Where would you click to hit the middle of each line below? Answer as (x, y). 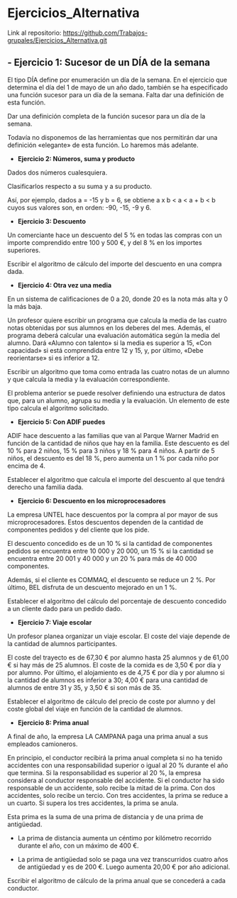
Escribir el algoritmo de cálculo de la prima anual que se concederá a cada (116, 880)
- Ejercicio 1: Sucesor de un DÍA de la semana (109, 63)
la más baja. (25, 306)
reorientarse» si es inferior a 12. (54, 358)
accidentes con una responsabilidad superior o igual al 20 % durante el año (118, 765)
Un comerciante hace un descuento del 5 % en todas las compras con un (115, 235)
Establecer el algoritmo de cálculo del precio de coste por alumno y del (111, 701)
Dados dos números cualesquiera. (57, 173)
